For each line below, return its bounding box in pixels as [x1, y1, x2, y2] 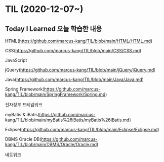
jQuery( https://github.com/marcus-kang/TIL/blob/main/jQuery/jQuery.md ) [5, 67, 156, 73]
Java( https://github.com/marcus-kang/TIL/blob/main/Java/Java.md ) [5, 77, 144, 82]
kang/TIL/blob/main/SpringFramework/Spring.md [5, 91, 106, 97]
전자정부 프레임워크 [5, 102, 42, 107]
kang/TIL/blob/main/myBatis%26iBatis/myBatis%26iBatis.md [5, 117, 130, 123]
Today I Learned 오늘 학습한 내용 [5, 24, 102, 33]
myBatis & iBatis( [5, 112, 40, 117]
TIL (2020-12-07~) [5, 3, 83, 15]
